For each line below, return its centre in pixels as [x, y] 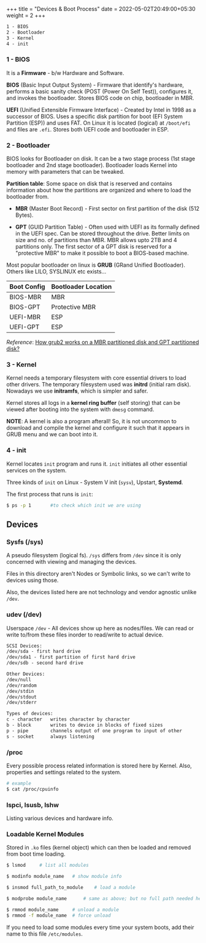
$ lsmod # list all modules [48, 866]
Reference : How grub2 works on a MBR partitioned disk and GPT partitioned [103, 342]
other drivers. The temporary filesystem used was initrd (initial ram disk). [99, 385]
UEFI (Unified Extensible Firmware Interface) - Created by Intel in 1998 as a [101, 109]
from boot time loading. [36, 854]
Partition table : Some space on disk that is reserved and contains [90, 184]
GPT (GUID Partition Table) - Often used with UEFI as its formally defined [107, 227]
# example [19, 783]
